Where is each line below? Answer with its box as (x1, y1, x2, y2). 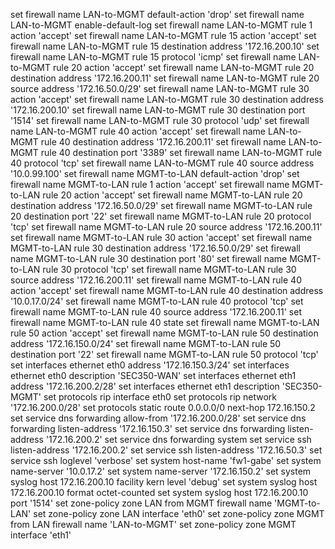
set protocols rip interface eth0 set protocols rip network (43, 391, 278, 403)
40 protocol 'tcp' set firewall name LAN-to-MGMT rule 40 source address (10, 157, 315, 169)
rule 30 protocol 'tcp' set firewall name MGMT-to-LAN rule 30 (42, 264, 297, 275)
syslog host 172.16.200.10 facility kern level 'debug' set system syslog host (10, 476, 318, 488)
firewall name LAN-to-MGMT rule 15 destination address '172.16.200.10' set (10, 40, 320, 52)
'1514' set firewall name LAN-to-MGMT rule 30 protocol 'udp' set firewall (10, 115, 310, 126)
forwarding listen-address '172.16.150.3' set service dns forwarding (10, 423, 286, 434)
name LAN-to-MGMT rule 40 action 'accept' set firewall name (10, 125, 267, 137)
